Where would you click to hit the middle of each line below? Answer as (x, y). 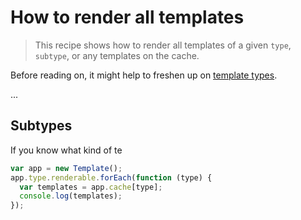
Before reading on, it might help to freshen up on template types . (144, 75)
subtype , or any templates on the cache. (117, 55)
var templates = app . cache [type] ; (91, 187)
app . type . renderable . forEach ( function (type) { (111, 177)
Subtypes (41, 126)
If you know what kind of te (66, 150)
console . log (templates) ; (71, 196)
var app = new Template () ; (66, 168)
